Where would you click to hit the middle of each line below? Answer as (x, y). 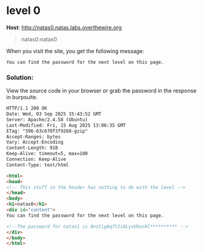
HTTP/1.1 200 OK (27, 108)
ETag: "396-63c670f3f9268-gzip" (47, 131)
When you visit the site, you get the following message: (75, 51)
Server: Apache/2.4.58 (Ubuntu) (47, 119)
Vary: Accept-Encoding (35, 142)
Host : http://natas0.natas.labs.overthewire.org (64, 27)
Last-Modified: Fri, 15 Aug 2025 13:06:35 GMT (66, 125)
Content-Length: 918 (32, 148)
